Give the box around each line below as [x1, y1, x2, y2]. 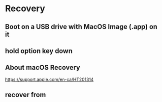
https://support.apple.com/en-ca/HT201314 [5, 76, 94, 82]
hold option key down [5, 47, 73, 55]
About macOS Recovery [5, 63, 80, 72]
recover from [5, 91, 46, 99]
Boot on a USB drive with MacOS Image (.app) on [5, 23, 158, 31]
